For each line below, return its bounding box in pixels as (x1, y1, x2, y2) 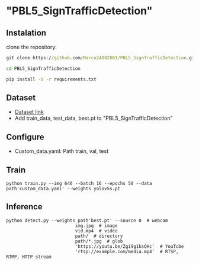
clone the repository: (6, 43, 57, 50)
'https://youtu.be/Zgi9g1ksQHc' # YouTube (75, 243, 184, 250)
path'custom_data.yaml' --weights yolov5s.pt (6, 186, 120, 192)
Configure (6, 132, 44, 142)
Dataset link (14, 108, 44, 116)
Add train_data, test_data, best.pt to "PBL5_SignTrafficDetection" (14, 114, 173, 122)
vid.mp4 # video (75, 228, 118, 234)
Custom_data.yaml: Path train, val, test (14, 148, 108, 155)
